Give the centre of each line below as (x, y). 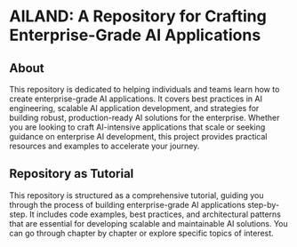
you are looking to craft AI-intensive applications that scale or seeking (137, 127)
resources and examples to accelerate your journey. (104, 146)
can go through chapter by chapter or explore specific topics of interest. (141, 233)
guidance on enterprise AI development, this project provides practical (138, 136)
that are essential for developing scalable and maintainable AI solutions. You (149, 223)
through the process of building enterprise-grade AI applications (128, 204)
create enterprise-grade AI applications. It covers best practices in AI (136, 99)
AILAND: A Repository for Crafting (138, 16)
